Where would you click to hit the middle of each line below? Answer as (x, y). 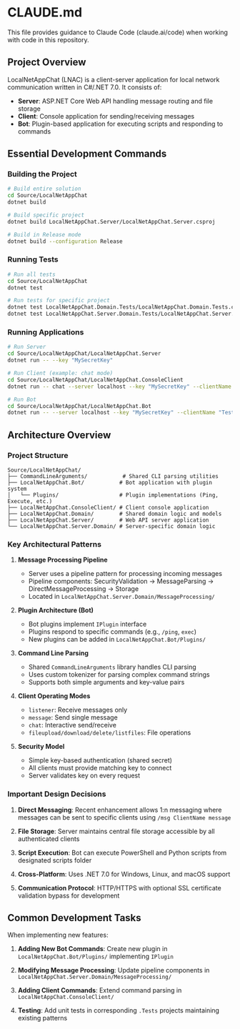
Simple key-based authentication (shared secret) (100, 760)
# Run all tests (31, 274)
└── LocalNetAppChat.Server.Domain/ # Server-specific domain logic (111, 526)
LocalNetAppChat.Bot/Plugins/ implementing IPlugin (95, 956)
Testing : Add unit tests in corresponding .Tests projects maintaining (119, 1010)
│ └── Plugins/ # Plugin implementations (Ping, (113, 495)
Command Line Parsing (53, 653)
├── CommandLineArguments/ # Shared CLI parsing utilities (113, 476)
